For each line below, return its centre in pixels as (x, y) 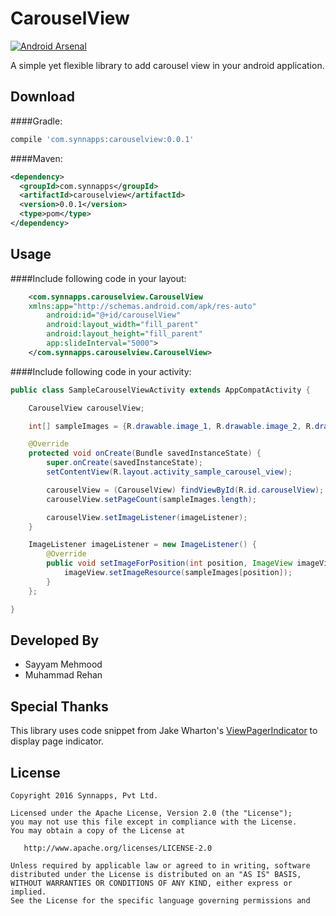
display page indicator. (57, 741)
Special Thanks (59, 706)
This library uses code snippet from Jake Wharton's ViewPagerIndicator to (164, 731)
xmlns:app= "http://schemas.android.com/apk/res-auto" (142, 306)
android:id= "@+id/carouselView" (114, 315)
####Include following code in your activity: (101, 371)
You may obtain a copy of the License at (98, 831)
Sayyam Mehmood (63, 664)
